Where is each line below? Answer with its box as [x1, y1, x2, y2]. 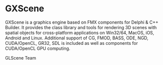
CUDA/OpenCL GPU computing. [5, 45, 70, 51]
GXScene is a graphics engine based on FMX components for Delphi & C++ [5, 19, 159, 25]
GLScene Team [5, 55, 36, 61]
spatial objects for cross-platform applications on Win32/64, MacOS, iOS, [5, 30, 154, 35]
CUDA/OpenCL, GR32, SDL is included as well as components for [5, 40, 138, 46]
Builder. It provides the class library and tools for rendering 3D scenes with [5, 24, 157, 30]
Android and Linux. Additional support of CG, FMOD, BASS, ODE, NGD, [5, 35, 149, 41]
